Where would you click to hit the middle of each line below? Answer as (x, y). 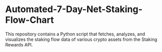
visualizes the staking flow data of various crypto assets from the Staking (81, 39)
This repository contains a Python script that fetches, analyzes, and (75, 34)
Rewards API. (19, 44)
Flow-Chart (30, 20)
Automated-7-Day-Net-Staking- (74, 9)
